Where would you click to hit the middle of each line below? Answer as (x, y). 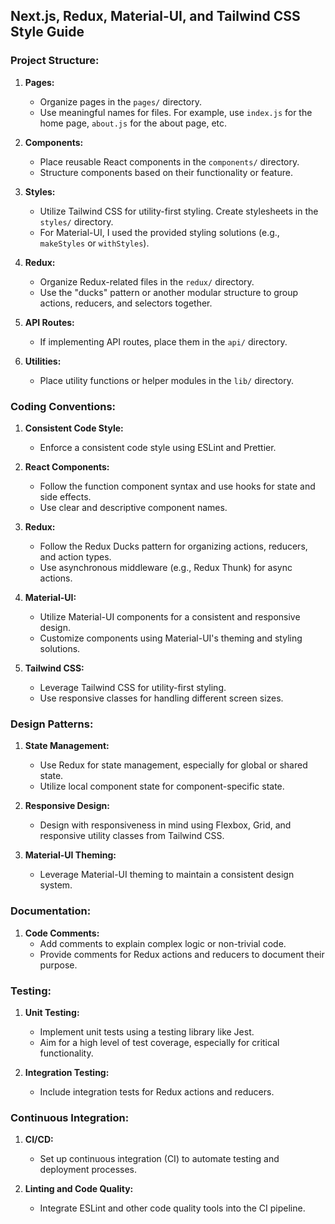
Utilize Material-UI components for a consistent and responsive (170, 616)
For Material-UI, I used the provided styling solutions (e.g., (159, 232)
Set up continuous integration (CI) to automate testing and (159, 1159)
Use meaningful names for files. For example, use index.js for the (176, 112)
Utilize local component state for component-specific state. (162, 786)
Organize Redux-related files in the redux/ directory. (147, 281)
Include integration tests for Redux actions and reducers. (157, 1091)
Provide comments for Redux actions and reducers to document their (182, 954)
